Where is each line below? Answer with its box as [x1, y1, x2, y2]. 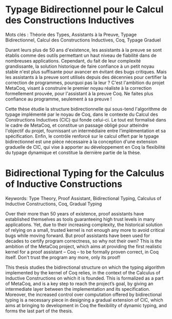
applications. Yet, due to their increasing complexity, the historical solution [5, 222, 163, 228]
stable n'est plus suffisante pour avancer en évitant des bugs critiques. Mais [5, 68, 167, 75]
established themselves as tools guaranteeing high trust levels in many [5, 216, 155, 222]
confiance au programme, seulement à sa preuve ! [5, 96, 112, 102]
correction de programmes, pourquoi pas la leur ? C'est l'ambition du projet [5, 79, 165, 86]
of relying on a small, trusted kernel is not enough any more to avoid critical [5, 227, 165, 233]
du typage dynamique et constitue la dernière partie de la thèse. [5, 149, 141, 155]
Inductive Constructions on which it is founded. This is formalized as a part [5, 275, 164, 281]
